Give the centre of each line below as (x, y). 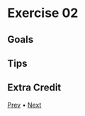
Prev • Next (24, 105)
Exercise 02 (43, 13)
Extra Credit (34, 88)
